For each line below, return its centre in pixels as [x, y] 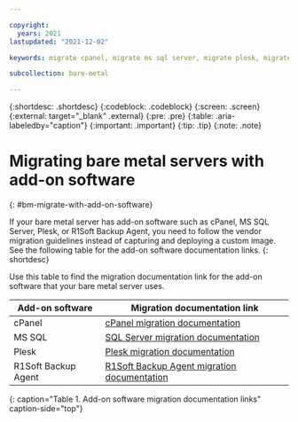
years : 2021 [39, 33]
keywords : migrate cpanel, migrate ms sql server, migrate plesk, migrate [150, 58]
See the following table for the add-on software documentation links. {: [139, 250]
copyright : [29, 25]
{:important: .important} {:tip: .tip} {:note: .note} [175, 126]
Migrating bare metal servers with [137, 161]
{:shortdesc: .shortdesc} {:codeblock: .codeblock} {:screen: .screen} [135, 106]
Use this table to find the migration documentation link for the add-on [136, 277]
